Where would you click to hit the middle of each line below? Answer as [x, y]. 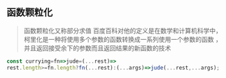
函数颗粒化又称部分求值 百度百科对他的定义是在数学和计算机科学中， [122, 31]
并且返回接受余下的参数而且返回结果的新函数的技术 [97, 48]
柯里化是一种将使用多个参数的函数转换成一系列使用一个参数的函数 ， [122, 39]
